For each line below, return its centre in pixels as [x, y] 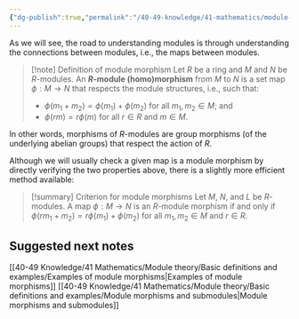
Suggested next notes [72, 246]
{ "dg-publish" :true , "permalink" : [71, 17]
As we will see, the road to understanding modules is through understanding [149, 43]
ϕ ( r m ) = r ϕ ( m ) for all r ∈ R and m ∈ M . [116, 117]
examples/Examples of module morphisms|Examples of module [126, 277]
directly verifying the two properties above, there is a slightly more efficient [147, 171]
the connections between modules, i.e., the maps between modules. [135, 52]
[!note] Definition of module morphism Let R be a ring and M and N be [159, 69]
